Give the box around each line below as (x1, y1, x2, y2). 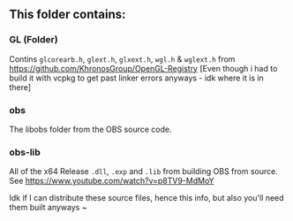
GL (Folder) (9, 34, 59, 46)
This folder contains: (9, 7, 126, 22)
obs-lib (9, 146, 41, 158)
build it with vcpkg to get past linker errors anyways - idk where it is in (9, 72, 265, 83)
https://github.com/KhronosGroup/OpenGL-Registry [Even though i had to (9, 63, 278, 73)
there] (9, 81, 32, 92)
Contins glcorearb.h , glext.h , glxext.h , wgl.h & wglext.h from (9, 53, 236, 65)
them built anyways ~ (9, 202, 87, 213)
